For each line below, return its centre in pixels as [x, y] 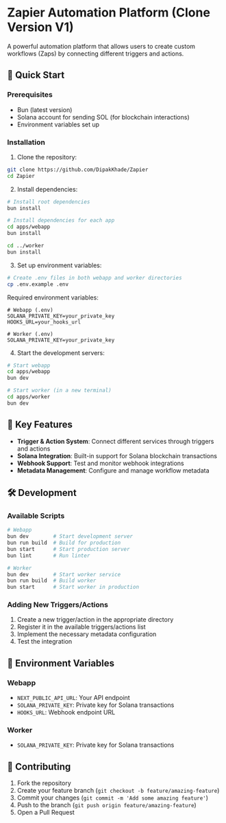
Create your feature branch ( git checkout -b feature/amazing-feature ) [118, 791]
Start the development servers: [61, 352]
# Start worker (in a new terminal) [59, 391]
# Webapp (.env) [30, 310]
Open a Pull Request [46, 813]
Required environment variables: [53, 297]
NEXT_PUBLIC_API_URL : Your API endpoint [73, 698]
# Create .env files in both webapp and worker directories [95, 278]
